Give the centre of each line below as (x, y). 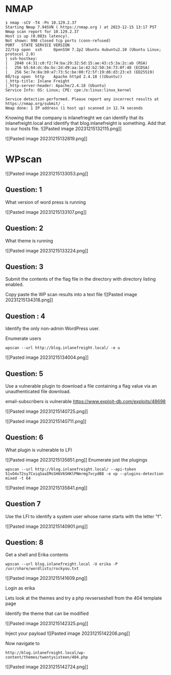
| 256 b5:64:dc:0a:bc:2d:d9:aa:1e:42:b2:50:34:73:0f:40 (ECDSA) (78, 67)
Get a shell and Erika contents (37, 555)
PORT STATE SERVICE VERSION (38, 45)
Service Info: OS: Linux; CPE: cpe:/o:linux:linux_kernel (68, 90)
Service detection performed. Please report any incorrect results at (82, 99)
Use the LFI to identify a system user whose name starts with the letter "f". (84, 516)
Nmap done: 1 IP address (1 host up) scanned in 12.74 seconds (74, 108)
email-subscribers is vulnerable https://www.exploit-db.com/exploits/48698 (85, 401)
